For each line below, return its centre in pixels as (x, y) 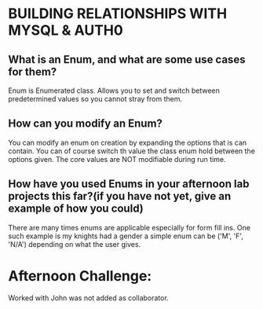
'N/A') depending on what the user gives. (75, 244)
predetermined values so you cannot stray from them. (95, 99)
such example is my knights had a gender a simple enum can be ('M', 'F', (126, 236)
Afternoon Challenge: (80, 276)
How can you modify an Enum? (86, 124)
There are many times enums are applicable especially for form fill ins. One (130, 227)
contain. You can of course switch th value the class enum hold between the (131, 151)
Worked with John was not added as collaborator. (88, 298)
